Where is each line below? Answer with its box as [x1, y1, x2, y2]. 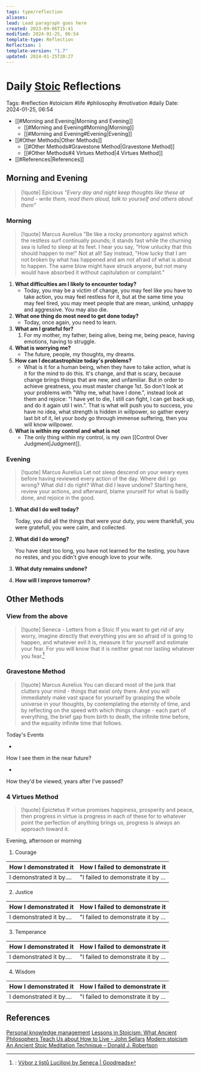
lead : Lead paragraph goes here [6, 20, 87, 26]
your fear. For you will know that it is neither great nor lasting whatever [20, 645, 195, 652]
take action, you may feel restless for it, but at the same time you [23, 293, 184, 300]
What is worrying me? [14, 344, 71, 352]
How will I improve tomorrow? [14, 576, 91, 583]
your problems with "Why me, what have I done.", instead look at [23, 389, 184, 396]
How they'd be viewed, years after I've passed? [6, 778, 124, 785]
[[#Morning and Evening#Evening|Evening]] [23, 130, 133, 137]
